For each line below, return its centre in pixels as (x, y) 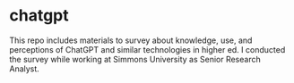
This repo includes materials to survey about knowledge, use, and (131, 40)
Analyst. (25, 69)
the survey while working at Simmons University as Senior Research (135, 59)
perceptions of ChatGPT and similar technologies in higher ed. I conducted (147, 49)
